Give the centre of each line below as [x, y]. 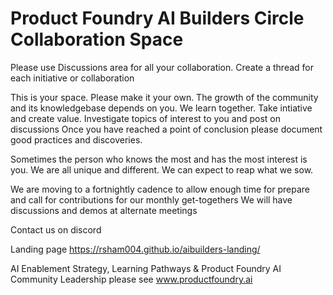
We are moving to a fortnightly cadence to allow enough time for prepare [160, 189]
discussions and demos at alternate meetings [104, 210]
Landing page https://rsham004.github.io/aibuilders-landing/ [135, 249]
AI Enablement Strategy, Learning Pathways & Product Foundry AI [146, 268]
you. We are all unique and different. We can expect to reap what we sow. [162, 169]
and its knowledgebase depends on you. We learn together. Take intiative [161, 108]
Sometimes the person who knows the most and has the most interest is [159, 159]
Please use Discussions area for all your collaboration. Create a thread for [162, 67]
